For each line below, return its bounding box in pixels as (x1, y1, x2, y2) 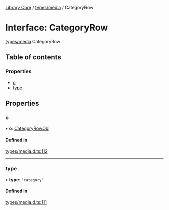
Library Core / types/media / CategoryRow (5, 5, 94, 10)
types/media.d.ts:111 (5, 199, 47, 205)
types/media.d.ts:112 (5, 148, 48, 154)
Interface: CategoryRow (5, 22, 108, 33)
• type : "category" (5, 176, 44, 182)
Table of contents (5, 53, 61, 62)
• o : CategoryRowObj (5, 125, 50, 132)
